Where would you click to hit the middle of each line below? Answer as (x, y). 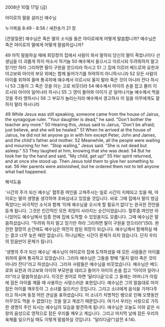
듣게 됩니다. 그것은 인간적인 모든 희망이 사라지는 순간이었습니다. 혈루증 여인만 (79, 211)
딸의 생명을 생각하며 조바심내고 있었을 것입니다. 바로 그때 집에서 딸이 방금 (88, 198)
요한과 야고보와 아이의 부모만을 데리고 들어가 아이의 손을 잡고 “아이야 (80, 270)
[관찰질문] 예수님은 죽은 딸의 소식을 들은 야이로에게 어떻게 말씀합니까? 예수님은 (81, 39)
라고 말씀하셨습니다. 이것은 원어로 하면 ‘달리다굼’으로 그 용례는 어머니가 (80, 276)
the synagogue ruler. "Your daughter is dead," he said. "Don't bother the (78, 119)
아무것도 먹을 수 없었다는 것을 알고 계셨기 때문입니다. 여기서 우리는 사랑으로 (77, 301)
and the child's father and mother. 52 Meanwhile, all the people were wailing (82, 140)
